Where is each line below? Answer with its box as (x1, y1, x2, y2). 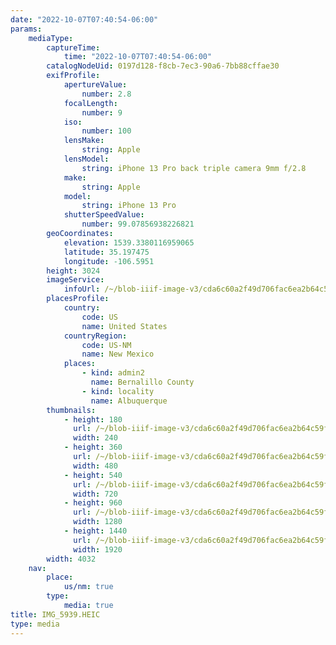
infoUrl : (63, 284, 101, 295)
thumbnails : (46, 405, 97, 415)
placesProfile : (46, 294, 110, 304)
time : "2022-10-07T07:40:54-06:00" (63, 52, 213, 62)
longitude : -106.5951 (63, 256, 155, 266)
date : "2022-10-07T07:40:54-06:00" (10, 14, 159, 25)
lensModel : (63, 154, 110, 164)
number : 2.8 (81, 89, 132, 99)
